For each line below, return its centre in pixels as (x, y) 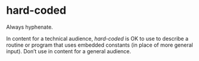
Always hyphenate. (30, 27)
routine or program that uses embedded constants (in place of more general (100, 45)
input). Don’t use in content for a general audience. (69, 51)
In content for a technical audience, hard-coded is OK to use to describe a (97, 38)
